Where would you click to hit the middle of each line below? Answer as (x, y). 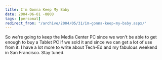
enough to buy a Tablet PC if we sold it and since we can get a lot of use (79, 42)
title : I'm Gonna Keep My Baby (37, 10)
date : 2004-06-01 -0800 (30, 14)
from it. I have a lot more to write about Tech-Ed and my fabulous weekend (81, 47)
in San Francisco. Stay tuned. (35, 53)
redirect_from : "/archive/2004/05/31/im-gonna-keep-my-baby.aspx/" (76, 23)
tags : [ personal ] (23, 19)
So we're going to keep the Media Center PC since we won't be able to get (81, 37)
